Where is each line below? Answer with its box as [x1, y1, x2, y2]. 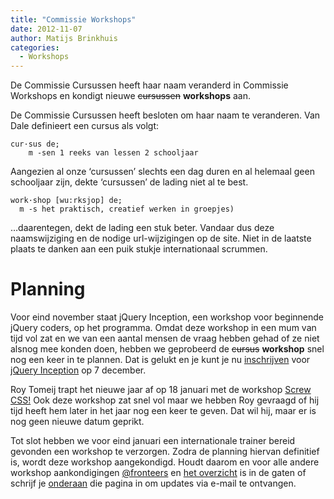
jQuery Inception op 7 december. [10, 364, 147, 376]
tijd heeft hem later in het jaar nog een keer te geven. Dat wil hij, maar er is [10, 405, 317, 417]
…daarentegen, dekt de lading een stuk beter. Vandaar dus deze [10, 222, 275, 234]
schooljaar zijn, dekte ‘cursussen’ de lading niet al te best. [10, 176, 249, 188]
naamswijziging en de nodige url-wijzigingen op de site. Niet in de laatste [10, 232, 312, 245]
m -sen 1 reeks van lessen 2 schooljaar [28, 148, 199, 158]
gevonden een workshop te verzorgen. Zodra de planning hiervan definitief [10, 446, 320, 458]
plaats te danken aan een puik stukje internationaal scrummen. [10, 243, 268, 255]
